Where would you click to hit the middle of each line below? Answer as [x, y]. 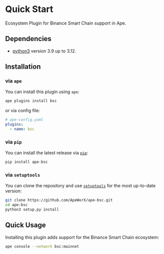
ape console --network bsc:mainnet [42, 246]
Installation [23, 67]
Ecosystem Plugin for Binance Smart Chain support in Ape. [66, 23]
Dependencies [28, 39]
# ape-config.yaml [24, 120]
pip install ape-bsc [27, 162]
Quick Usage [25, 225]
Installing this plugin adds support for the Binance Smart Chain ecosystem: [82, 237]
